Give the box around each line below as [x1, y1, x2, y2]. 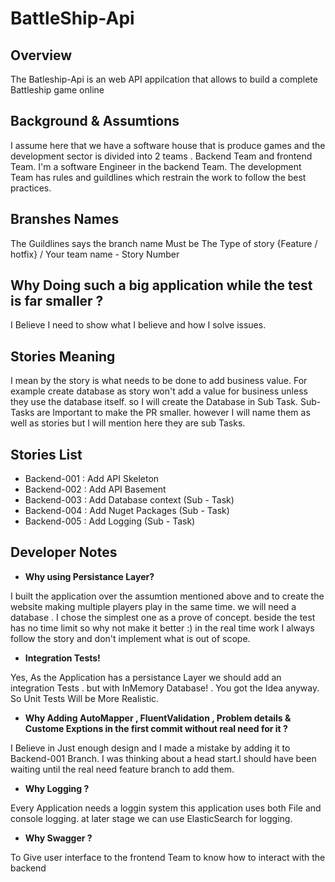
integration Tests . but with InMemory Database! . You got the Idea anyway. [10, 682, 320, 694]
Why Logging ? [24, 782, 90, 794]
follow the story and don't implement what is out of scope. [10, 632, 251, 644]
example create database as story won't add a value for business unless [10, 385, 308, 397]
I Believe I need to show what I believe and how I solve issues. [10, 319, 267, 331]
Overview [10, 47, 73, 64]
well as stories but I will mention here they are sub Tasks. [10, 417, 246, 429]
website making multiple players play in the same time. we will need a [10, 600, 297, 612]
